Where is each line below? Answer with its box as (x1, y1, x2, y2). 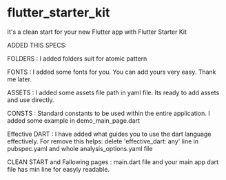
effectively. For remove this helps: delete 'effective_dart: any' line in (7, 137, 198, 146)
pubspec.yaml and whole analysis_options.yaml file (7, 144, 153, 152)
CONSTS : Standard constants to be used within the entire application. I (7, 109, 210, 117)
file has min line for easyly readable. (7, 165, 110, 173)
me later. (7, 74, 32, 83)
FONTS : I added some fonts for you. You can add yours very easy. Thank (7, 68, 216, 76)
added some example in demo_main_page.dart (7, 116, 140, 125)
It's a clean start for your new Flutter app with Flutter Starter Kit (7, 28, 187, 36)
